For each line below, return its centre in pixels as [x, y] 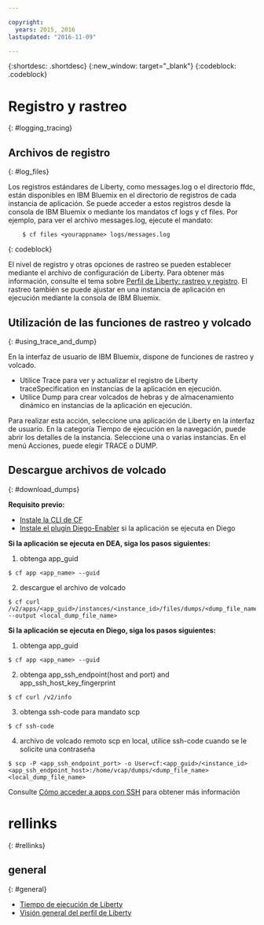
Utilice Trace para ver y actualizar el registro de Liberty [109, 380]
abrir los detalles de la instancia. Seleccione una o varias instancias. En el [127, 437]
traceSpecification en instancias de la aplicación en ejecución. [121, 388]
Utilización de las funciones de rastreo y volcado [130, 323]
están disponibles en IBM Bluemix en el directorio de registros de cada [123, 195]
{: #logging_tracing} [40, 128]
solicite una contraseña [57, 749]
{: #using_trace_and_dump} [52, 341]
